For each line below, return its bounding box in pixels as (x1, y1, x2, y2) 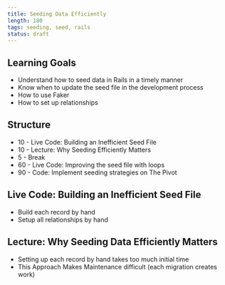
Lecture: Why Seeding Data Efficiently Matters (7, 236, 219, 248)
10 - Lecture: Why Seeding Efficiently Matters (17, 145, 152, 154)
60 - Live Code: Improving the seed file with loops (17, 160, 165, 169)
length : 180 (7, 17, 43, 24)
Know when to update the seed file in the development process (17, 83, 204, 92)
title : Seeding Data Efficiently (7, 10, 107, 18)
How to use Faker (17, 90, 70, 100)
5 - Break (17, 152, 46, 161)
